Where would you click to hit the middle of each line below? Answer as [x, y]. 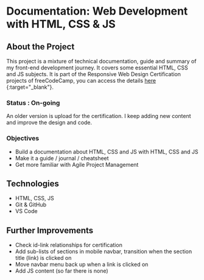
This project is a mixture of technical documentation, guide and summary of [101, 61]
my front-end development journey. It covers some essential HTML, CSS [97, 68]
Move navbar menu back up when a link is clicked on [82, 264]
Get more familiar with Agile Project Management [77, 164]
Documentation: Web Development [97, 11]
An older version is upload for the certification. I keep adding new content [99, 116]
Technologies [33, 184]
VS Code [26, 211]
